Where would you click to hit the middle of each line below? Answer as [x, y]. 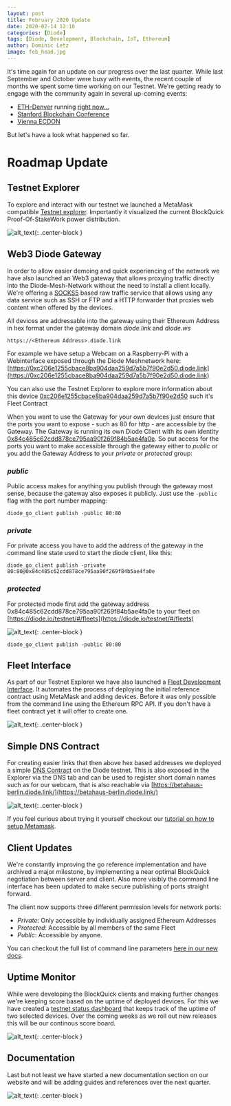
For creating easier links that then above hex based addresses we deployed [114, 763]
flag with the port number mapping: [57, 501]
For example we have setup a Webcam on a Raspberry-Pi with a [98, 353]
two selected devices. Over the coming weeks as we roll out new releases [112, 1016]
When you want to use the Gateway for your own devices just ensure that [111, 417]
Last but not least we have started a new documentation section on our [108, 1074]
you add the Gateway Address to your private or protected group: [100, 453]
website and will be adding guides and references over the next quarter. [109, 1082]
